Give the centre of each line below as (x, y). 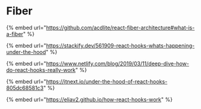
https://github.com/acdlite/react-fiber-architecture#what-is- (120, 28)
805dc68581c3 (25, 87)
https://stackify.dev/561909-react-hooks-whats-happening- (120, 46)
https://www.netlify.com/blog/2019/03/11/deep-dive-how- (118, 63)
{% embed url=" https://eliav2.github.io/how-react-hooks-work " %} (89, 99)
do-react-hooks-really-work (41, 69)
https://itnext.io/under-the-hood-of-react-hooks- (107, 81)
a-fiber (15, 34)
